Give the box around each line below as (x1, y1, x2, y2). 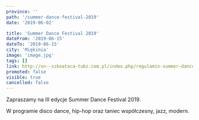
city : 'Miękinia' (6, 47, 49, 53)
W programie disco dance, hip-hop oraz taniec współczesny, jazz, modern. (6, 108, 190, 115)
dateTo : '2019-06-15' (6, 41, 60, 47)
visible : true (6, 74, 41, 80)
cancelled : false (6, 80, 49, 86)
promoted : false (6, 69, 46, 74)
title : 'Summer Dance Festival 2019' (6, 30, 99, 36)
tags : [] (6, 57, 28, 64)
